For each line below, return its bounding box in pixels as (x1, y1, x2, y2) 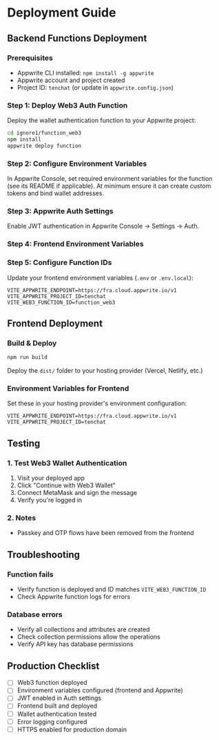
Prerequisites (7, 53, 53, 63)
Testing (7, 437, 41, 449)
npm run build (7, 354, 48, 361)
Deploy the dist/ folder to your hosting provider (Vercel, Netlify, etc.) (7, 367, 203, 375)
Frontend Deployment (7, 318, 103, 329)
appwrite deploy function (7, 142, 81, 149)
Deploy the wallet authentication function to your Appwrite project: (7, 116, 196, 125)
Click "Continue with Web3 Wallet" (17, 481, 116, 489)
